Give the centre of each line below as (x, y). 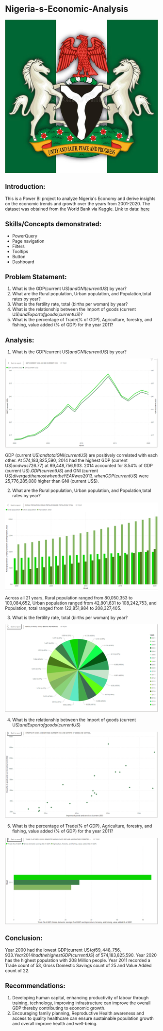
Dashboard (23, 262)
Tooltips (20, 251)
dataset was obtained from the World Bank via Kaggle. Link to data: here (77, 209)
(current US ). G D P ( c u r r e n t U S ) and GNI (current (52, 471)
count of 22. (17, 970)
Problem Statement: (36, 277)
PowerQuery (24, 236)
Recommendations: (35, 986)
